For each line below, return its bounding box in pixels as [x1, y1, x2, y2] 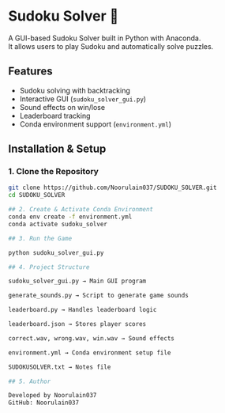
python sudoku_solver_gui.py [8, 248, 104, 256]
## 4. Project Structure [8, 263, 90, 271]
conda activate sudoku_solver [8, 220, 108, 228]
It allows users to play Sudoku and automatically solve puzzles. [8, 41, 214, 51]
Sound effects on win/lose [19, 102, 105, 112]
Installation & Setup [8, 142, 107, 156]
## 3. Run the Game [8, 234, 73, 242]
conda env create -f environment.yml [8, 213, 133, 221]
